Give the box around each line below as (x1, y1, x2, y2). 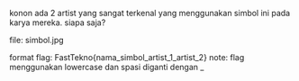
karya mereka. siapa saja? (9, 17, 106, 28)
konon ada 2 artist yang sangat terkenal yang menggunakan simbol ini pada (9, 8, 291, 18)
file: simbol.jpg (9, 35, 65, 45)
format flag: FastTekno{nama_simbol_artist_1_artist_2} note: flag (9, 52, 245, 62)
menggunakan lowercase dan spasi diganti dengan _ (9, 62, 204, 72)
